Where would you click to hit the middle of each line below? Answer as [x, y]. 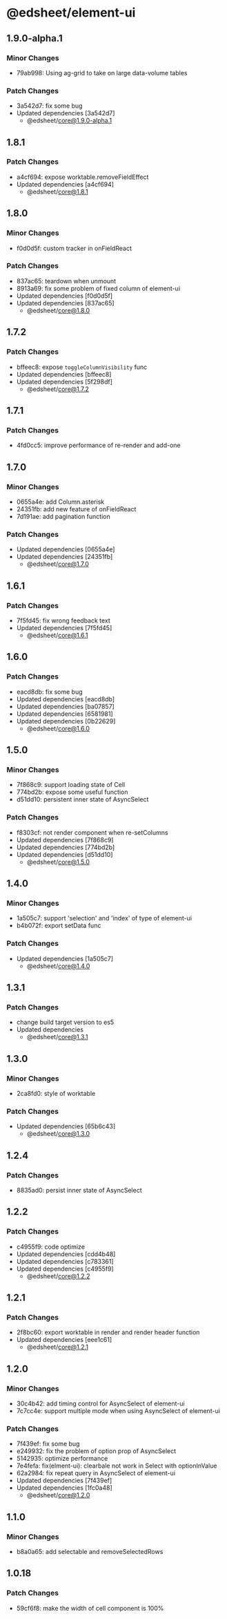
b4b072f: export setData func [59, 926]
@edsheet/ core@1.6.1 [57, 635]
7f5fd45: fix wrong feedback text [63, 621]
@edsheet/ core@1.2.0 [58, 1495]
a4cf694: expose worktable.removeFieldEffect [82, 177]
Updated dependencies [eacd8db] [66, 699]
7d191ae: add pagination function [63, 516]
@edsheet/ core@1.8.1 [57, 191]
